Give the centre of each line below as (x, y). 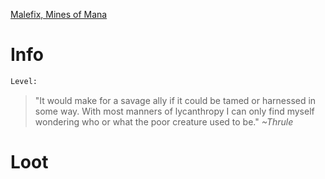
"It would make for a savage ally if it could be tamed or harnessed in (175, 100)
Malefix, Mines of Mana (59, 14)
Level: (24, 81)
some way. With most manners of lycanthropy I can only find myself (174, 111)
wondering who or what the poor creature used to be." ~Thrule (164, 121)
